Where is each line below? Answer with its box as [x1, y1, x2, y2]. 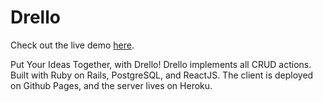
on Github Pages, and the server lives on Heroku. [10, 79, 213, 91]
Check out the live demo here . [10, 39, 135, 51]
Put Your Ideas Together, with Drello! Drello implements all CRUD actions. [10, 58, 312, 70]
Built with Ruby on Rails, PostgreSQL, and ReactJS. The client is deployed [10, 69, 314, 81]
